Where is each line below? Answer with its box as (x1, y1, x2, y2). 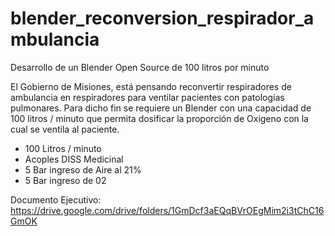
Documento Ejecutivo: (10, 193, 102, 206)
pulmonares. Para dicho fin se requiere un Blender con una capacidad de (10, 102, 312, 114)
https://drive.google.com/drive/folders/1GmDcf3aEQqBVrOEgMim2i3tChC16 (10, 204, 325, 216)
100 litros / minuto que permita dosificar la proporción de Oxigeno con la (10, 112, 309, 124)
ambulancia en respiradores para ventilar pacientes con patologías (10, 91, 285, 103)
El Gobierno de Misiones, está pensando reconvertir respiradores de (10, 80, 292, 92)
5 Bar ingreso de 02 (24, 174, 107, 186)
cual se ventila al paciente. (10, 123, 120, 135)
